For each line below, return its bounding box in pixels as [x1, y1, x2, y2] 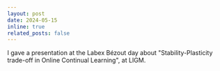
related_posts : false [7, 29, 70, 37]
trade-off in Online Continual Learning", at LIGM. [7, 56, 146, 65]
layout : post [7, 10, 45, 17]
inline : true [7, 23, 45, 30]
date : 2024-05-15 [7, 17, 58, 24]
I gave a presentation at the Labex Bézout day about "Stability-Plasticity [7, 49, 213, 57]
